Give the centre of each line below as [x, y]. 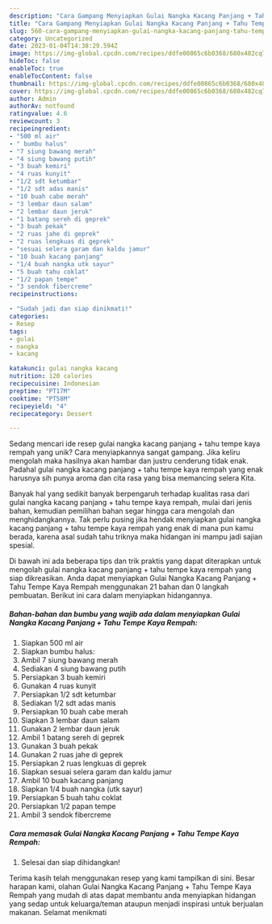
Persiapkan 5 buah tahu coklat [71, 798]
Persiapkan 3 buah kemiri [63, 677]
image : [20, 53]
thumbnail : [27, 83]
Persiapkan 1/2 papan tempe [68, 807]
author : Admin [33, 99]
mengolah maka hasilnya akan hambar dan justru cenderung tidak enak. [129, 461]
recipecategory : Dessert [51, 413]
